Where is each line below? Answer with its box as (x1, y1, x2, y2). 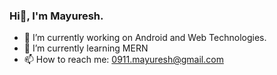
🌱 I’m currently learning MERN (23, 42, 149, 54)
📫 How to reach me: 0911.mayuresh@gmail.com (23, 54, 224, 66)
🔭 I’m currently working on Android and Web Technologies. (23, 32, 267, 44)
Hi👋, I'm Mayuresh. (9, 9, 104, 23)
